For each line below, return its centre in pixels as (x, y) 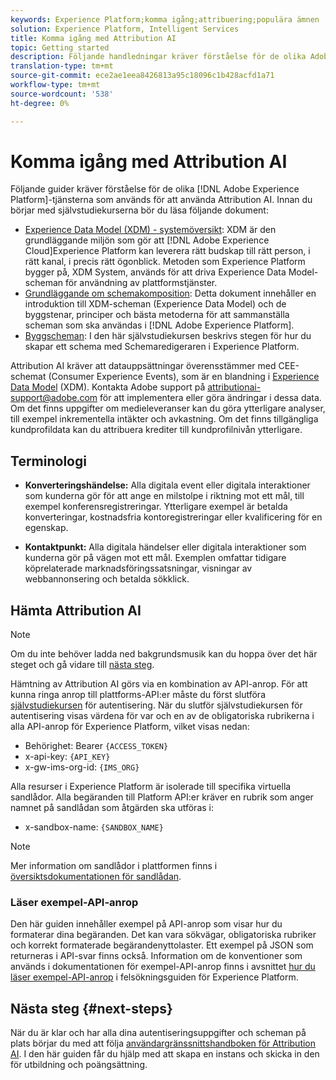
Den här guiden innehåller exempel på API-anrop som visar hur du (146, 924)
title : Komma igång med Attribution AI (93, 38)
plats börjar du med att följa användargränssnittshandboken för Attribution (163, 1043)
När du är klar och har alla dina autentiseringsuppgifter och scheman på (158, 1033)
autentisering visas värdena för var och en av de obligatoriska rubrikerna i (162, 716)
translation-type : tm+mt (62, 66)
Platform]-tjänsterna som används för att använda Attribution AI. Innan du (161, 200)
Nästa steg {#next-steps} (91, 1008)
